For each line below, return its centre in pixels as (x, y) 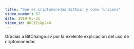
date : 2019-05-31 (23, 18)
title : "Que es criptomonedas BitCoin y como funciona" (63, 9)
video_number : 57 (23, 14)
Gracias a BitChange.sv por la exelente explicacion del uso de (67, 37)
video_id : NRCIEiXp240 (28, 23)
